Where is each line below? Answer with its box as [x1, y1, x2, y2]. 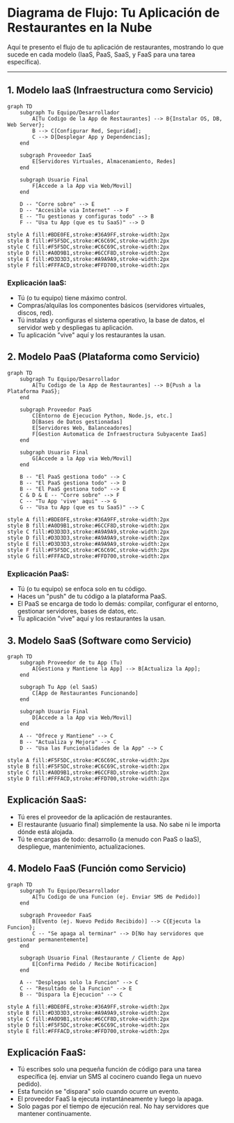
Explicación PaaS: [7, 569, 70, 579]
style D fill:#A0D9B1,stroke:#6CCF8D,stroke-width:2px [7, 249, 170, 256]
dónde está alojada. [17, 827, 75, 835]
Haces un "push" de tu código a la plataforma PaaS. [17, 592, 167, 601]
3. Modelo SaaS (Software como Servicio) [7, 634, 192, 646]
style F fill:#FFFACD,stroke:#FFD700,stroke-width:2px [7, 262, 170, 269]
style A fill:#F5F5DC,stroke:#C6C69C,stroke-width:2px [7, 757, 170, 764]
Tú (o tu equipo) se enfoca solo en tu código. [17, 585, 147, 593]
